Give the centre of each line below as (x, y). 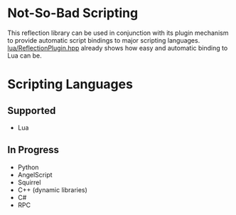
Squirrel (29, 182)
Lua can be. (25, 56)
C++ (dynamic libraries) (52, 189)
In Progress (33, 150)
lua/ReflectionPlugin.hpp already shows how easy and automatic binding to (118, 48)
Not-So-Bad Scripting (73, 13)
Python (28, 167)
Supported (32, 111)
